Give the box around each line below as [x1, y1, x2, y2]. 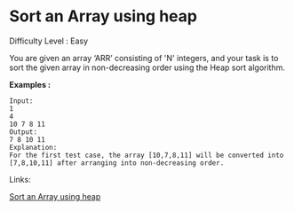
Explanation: [9, 143, 58, 152]
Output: [9, 127, 38, 137]
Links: [9, 174, 31, 184]
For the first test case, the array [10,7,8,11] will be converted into [9, 151, 284, 160]
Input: [9, 96, 34, 105]
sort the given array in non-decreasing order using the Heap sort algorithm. [9, 62, 286, 73]
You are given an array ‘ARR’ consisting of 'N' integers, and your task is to [9, 52, 279, 63]
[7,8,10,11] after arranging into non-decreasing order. [9, 158, 225, 168]
